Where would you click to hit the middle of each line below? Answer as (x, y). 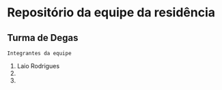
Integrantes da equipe (39, 53)
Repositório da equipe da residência (111, 13)
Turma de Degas (43, 38)
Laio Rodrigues (38, 66)
